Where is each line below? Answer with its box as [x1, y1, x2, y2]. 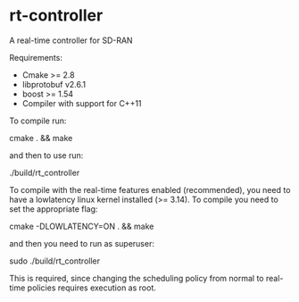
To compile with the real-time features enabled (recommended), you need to [9, 184, 291, 195]
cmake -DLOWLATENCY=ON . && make [9, 221, 154, 231]
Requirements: [9, 52, 62, 63]
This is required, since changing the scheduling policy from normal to [9, 273, 265, 283]
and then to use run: [9, 149, 84, 161]
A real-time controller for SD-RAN [9, 35, 133, 46]
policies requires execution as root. [27, 282, 156, 293]
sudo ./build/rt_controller [9, 256, 101, 266]
